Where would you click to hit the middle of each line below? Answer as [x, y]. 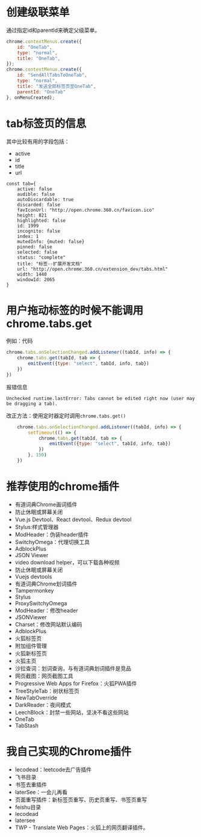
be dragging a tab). [32, 404]
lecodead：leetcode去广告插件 [53, 769]
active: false [35, 189]
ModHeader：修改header [46, 610]
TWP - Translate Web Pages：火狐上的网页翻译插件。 [82, 827]
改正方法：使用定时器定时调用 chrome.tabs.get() [66, 415]
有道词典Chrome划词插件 [46, 584]
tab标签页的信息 [46, 123]
